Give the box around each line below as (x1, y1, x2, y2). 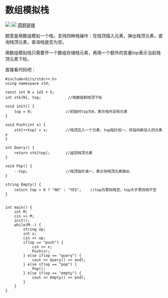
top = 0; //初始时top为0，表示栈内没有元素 (14, 109, 127, 114)
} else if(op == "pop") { (23, 261, 77, 267)
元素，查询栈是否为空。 (18, 39, 66, 45)
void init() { (5, 104, 35, 109)
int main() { (5, 205, 32, 210)
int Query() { (5, 145, 35, 150)
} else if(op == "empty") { (23, 270, 81, 275)
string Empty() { (5, 182, 41, 187)
